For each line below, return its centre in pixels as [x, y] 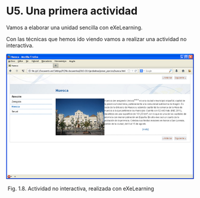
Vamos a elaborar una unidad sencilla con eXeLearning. [74, 27]
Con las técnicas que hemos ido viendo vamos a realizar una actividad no [96, 39]
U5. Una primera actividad [72, 11]
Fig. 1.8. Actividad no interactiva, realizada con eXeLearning [81, 188]
